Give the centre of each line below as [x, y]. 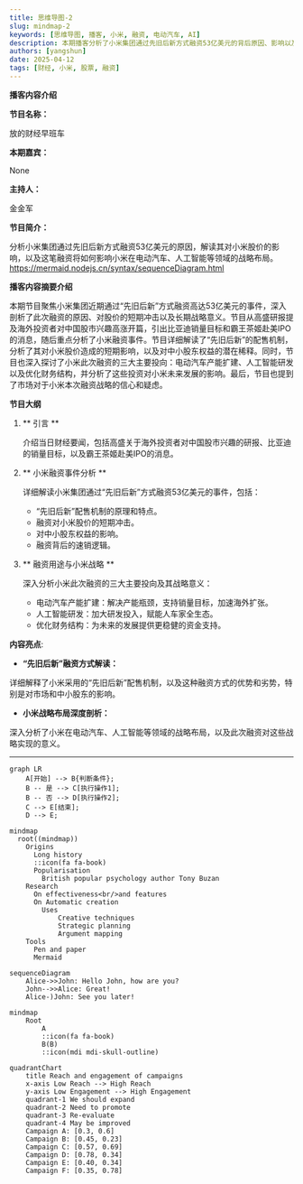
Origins [40, 846]
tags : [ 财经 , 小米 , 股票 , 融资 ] [64, 69]
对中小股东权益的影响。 [79, 533]
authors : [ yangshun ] [48, 51]
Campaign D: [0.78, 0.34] [74, 1155]
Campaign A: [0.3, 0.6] [70, 1131]
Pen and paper [60, 949]
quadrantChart [36, 1068]
